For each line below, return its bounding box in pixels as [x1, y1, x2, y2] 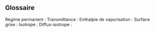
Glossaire [5, 4, 35, 12]
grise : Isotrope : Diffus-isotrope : [5, 21, 72, 27]
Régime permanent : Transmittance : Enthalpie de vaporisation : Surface [5, 16, 150, 22]
